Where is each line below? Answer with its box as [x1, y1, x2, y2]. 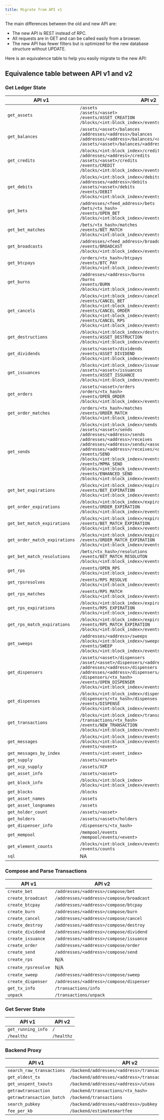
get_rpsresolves [7, 580, 45, 585]
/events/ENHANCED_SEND [80, 471, 133, 477]
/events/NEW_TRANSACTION [80, 722, 138, 728]
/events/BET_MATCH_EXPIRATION [80, 521, 150, 526]
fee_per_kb [7, 1108, 33, 1114]
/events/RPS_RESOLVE [80, 577, 128, 583]
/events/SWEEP [80, 643, 113, 649]
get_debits [7, 184, 33, 190]
